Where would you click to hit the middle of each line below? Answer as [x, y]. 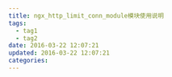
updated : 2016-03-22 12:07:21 [59, 53]
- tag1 [27, 30]
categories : [28, 61]
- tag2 [27, 38]
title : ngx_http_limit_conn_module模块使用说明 [86, 16]
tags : [17, 23]
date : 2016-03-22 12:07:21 [54, 46]
